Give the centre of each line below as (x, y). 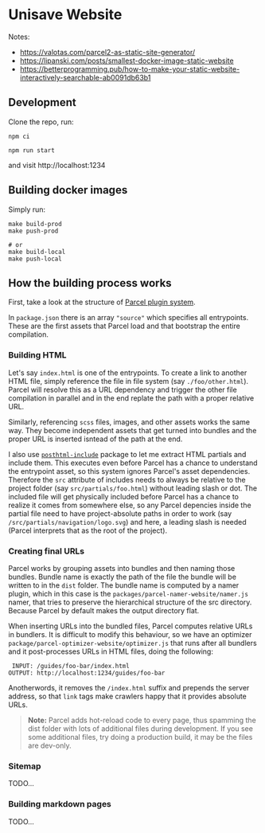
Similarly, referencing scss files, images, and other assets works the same (129, 422)
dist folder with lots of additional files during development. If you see (140, 728)
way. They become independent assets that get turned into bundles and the (132, 430)
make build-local (37, 252)
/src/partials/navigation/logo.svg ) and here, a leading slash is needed (127, 522)
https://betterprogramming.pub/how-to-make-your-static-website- (130, 68)
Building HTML (37, 355)
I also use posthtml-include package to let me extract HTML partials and (127, 454)
